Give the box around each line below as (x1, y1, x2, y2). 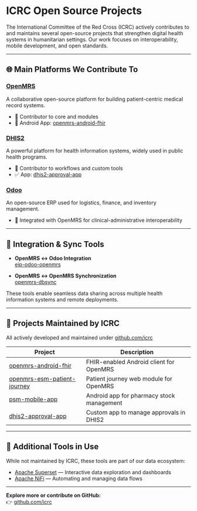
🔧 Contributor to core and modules (14, 113, 98, 120)
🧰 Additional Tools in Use (6, 442, 99, 452)
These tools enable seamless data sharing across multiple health (6, 290, 163, 297)
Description (120, 348, 154, 356)
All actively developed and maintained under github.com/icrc (6, 334, 154, 341)
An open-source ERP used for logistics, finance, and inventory (6, 199, 157, 206)
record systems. (6, 101, 46, 109)
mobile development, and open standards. (6, 42, 108, 49)
